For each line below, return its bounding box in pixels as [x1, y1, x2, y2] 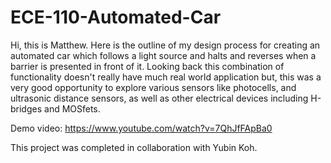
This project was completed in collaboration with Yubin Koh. [10, 141, 258, 153]
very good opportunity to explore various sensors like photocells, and [10, 81, 297, 93]
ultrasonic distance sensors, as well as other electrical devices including [10, 92, 309, 104]
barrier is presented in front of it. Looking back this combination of [10, 60, 285, 72]
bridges [10, 102, 43, 115]
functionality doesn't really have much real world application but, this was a [10, 71, 322, 83]
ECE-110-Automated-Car [10, 6, 222, 29]
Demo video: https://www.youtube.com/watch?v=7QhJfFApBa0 [10, 122, 273, 134]
